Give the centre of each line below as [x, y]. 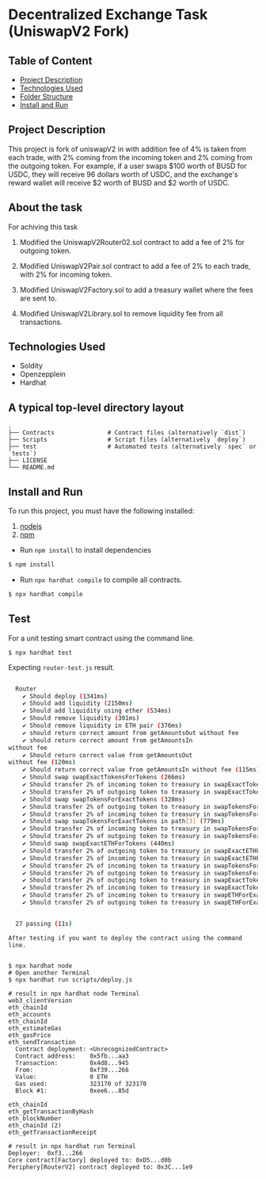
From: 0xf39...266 [72, 1070]
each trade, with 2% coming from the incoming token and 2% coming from [130, 157]
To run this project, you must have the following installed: [101, 511]
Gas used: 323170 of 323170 [81, 1084]
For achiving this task [43, 227]
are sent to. [38, 298]
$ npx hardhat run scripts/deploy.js [70, 980]
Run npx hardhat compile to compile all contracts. [101, 580]
